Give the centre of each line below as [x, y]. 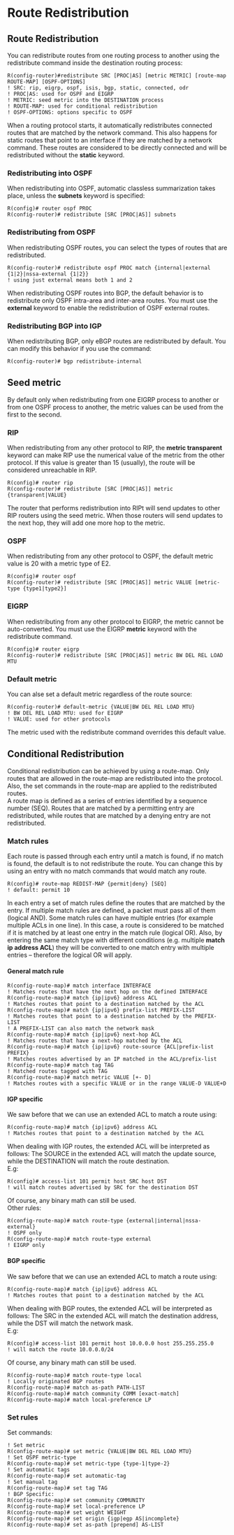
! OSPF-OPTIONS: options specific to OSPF [70, 113]
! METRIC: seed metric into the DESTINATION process [86, 100]
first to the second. [35, 415]
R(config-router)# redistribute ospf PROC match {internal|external [109, 268]
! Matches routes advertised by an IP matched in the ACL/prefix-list [112, 1059]
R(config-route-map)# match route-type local [74, 1375]
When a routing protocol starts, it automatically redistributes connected [110, 125]
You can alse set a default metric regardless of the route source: [100, 694]
